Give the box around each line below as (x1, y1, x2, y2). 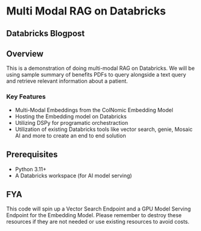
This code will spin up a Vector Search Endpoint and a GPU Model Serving (6, 205, 191, 212)
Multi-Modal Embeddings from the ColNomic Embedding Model (14, 106, 173, 113)
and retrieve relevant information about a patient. (6, 77, 128, 85)
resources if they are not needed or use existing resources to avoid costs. (6, 218, 190, 226)
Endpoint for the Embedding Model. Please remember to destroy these (6, 212, 182, 219)
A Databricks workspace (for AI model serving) (14, 172, 132, 179)
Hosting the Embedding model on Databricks (14, 113, 127, 120)
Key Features (6, 92, 46, 101)
